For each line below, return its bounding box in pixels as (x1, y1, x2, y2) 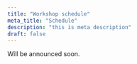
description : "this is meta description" (7, 23, 132, 31)
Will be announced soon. (7, 50, 80, 58)
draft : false (7, 30, 46, 38)
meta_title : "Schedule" (7, 17, 78, 24)
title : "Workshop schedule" (7, 10, 91, 18)
